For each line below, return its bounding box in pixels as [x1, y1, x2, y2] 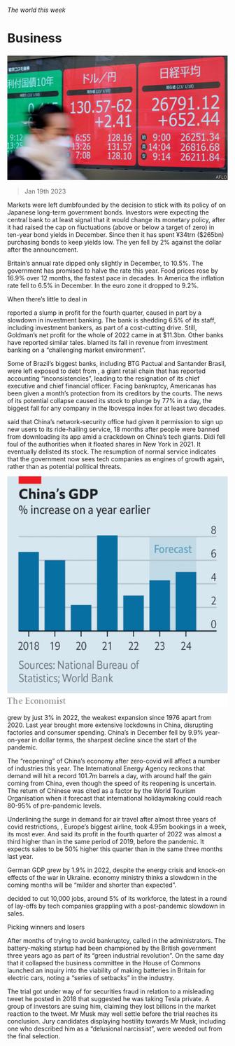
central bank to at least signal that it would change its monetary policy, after [7, 215, 226, 224]
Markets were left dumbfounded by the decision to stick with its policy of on [7, 201, 226, 209]
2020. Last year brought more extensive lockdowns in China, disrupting [7, 721, 213, 729]
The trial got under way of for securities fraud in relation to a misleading [7, 987, 215, 996]
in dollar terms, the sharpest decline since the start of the [31, 736, 197, 745]
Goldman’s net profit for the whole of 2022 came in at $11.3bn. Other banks [7, 330, 224, 339]
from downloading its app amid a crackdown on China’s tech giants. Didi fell [7, 432, 226, 441]
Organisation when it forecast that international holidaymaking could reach [7, 794, 222, 803]
